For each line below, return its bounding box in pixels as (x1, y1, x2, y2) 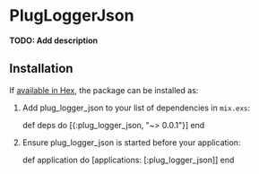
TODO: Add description (9, 35, 99, 46)
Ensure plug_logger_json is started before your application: (22, 136, 241, 148)
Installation (9, 61, 73, 76)
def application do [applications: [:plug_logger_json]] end (22, 154, 235, 165)
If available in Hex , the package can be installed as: (9, 84, 199, 95)
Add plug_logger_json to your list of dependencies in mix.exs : (22, 102, 251, 113)
